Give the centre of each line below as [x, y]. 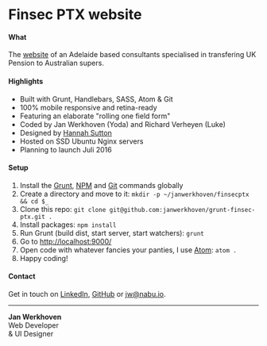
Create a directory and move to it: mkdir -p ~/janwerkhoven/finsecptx [134, 194]
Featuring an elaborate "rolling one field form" [95, 116]
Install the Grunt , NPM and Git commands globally [101, 185]
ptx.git [32, 217]
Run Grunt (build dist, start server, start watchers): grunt [112, 233]
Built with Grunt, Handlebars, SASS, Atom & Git [96, 99]
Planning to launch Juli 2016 [66, 149]
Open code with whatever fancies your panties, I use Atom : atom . [128, 250]
